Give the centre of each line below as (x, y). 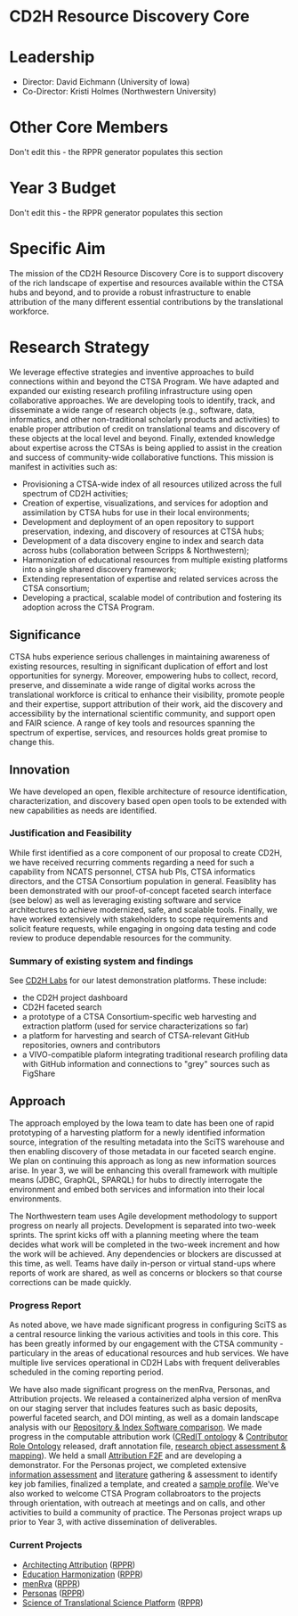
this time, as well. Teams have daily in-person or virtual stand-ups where (142, 1263)
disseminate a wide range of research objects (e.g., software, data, (132, 410)
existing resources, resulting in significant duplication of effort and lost (139, 666)
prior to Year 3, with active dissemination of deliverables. (113, 1522)
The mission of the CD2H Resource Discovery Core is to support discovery (146, 273)
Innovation (40, 770)
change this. (32, 742)
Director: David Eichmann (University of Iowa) (106, 82)
